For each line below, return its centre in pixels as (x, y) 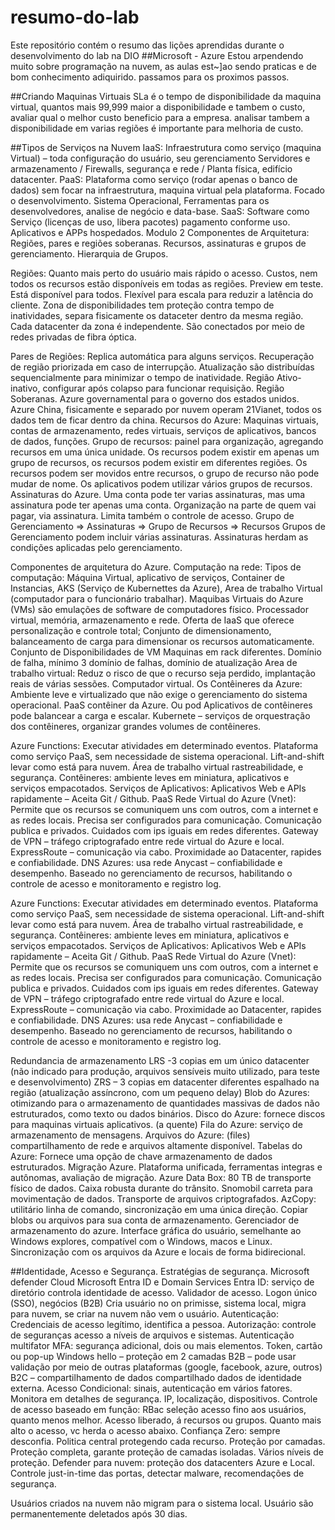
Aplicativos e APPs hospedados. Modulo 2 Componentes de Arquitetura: (160, 232)
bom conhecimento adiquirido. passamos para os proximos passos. (150, 77)
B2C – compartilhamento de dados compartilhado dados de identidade (156, 1377)
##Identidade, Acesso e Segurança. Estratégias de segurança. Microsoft (160, 1271)
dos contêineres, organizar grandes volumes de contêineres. (136, 726)
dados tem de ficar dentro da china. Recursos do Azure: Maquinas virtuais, (164, 420)
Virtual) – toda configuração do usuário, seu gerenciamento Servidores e (160, 158)
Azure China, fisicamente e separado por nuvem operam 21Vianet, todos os (166, 409)
